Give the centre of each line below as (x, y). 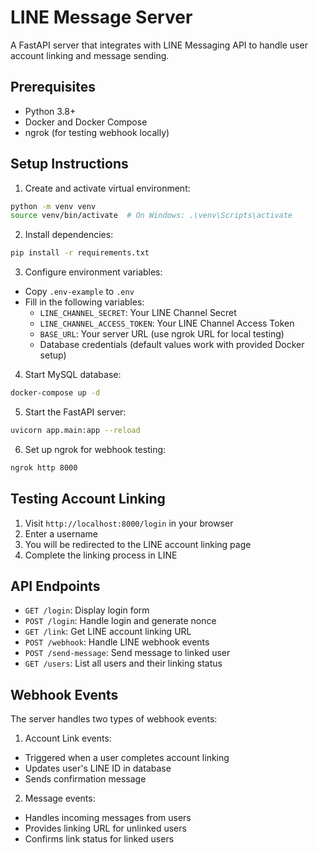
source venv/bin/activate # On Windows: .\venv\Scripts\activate (151, 216)
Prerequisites (53, 87)
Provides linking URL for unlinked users (105, 828)
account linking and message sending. (90, 55)
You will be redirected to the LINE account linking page (138, 544)
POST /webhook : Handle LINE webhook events (117, 642)
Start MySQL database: (73, 375)
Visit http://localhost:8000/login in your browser (129, 523)
